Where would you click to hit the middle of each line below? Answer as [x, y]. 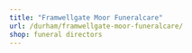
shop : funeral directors [56, 34]
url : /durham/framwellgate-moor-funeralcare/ [96, 26]
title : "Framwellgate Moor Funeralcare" [87, 18]
